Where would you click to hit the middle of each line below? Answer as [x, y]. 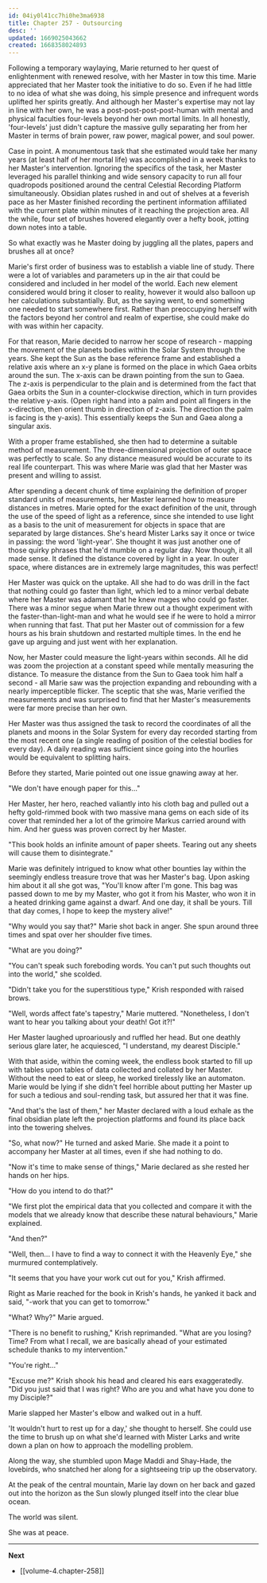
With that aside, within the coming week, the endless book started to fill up [130, 1062]
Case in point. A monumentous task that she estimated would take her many [133, 151]
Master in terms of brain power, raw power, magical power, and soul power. [132, 136]
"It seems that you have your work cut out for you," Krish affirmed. [117, 1278]
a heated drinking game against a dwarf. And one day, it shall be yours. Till [130, 902]
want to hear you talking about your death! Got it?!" [92, 1022]
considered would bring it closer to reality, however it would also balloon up [132, 293]
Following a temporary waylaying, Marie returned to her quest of [114, 68]
